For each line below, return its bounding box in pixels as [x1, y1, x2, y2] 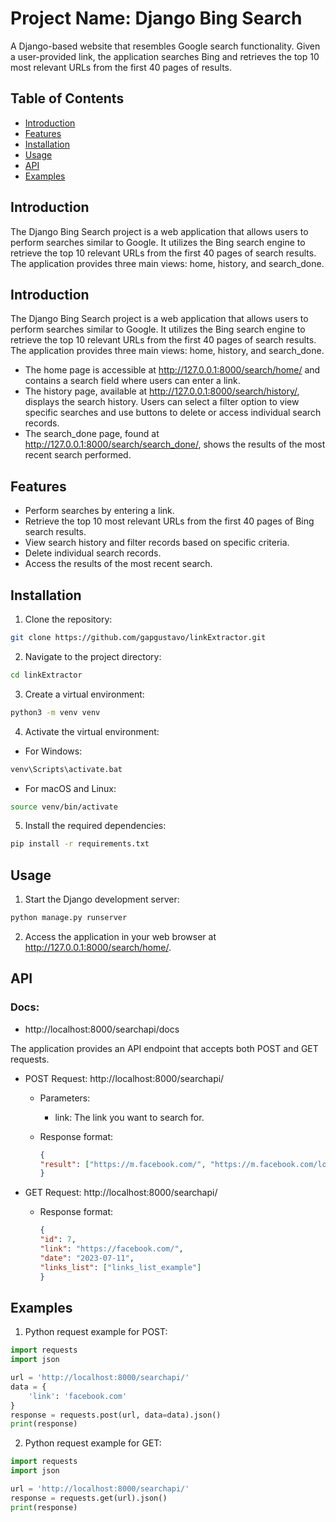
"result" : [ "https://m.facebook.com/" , [39, 1159, 207, 1169]
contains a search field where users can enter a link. [24, 375, 241, 387]
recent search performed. [24, 449, 132, 461]
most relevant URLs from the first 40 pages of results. [10, 61, 232, 73]
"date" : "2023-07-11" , [39, 1253, 135, 1263]
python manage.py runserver [10, 913, 128, 923]
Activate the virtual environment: [24, 725, 160, 737]
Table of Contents [10, 90, 125, 107]
